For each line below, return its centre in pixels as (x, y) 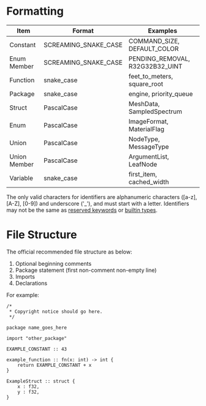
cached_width (149, 182)
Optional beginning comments (53, 263)
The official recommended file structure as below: (69, 252)
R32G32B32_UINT (155, 66)
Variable (21, 178)
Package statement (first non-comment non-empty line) (86, 270)
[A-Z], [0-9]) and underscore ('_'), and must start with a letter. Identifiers (98, 203)
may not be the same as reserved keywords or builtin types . (82, 210)
